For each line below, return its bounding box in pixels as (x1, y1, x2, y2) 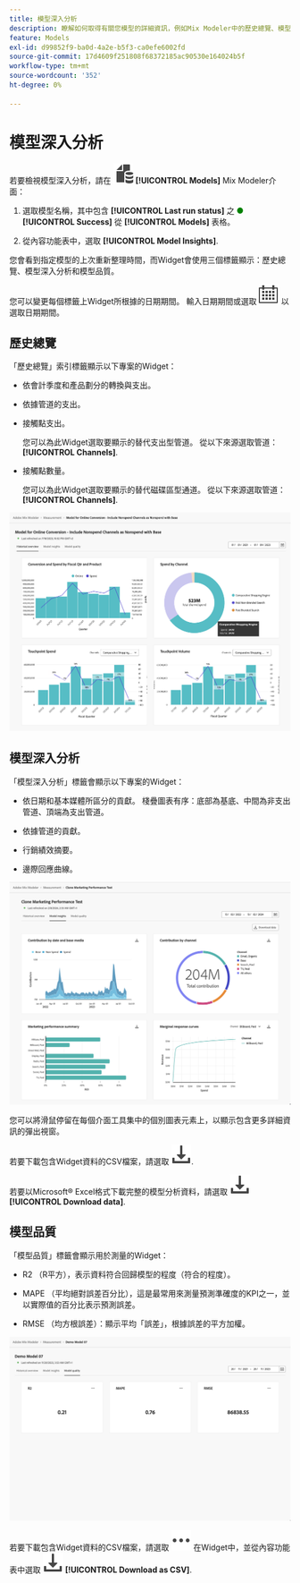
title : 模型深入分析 (9, 14, 78, 23)
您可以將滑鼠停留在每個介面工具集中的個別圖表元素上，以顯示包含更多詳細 (9, 1115, 283, 1126)
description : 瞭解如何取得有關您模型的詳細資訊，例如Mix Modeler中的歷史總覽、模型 (9, 23, 292, 33)
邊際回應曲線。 (21, 864, 78, 874)
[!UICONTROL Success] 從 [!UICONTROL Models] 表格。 (21, 216, 236, 227)
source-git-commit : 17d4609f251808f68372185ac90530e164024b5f (9, 52, 246, 62)
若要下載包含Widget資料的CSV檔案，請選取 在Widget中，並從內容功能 (9, 1542, 290, 1553)
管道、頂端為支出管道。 (21, 806, 109, 817)
